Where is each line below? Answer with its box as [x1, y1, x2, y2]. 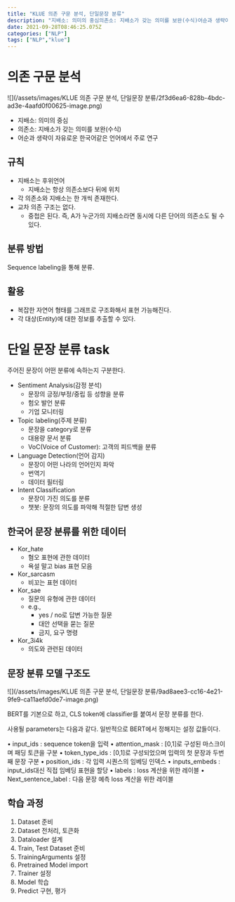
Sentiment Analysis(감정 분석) [17, 381, 102, 389]
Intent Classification [17, 486, 76, 494]
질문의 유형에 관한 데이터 [27, 594, 96, 603]
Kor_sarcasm [17, 570, 55, 578]
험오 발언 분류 [27, 399, 66, 407]
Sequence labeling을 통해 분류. [7, 263, 95, 271]
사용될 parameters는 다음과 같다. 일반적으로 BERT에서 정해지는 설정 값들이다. [7, 725, 221, 733]
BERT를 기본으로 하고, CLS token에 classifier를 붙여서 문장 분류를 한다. [7, 710, 204, 718]
